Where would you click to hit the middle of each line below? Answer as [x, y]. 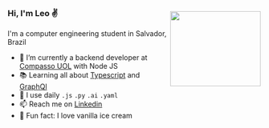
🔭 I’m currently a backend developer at [83, 58]
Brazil [17, 42]
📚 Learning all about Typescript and [79, 75]
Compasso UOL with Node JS [68, 66]
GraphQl [33, 86]
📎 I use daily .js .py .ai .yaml [68, 95]
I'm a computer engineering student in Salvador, [87, 34]
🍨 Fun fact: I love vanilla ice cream [76, 116]
